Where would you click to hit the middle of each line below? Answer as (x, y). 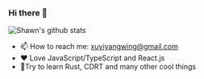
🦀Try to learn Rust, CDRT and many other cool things (108, 67)
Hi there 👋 (28, 13)
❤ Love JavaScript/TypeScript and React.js (92, 58)
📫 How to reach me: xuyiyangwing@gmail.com (99, 47)
